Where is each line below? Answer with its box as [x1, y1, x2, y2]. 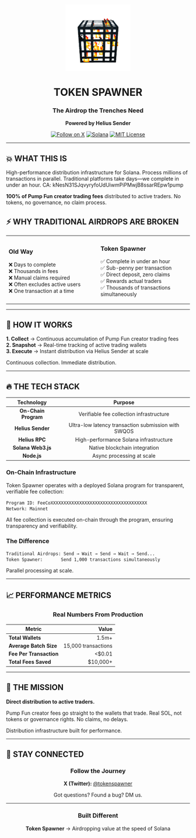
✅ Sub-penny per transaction [100, 264, 172, 271]
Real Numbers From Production [52, 611, 143, 619]
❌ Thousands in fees [8, 267, 58, 274]
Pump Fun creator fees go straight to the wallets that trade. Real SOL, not [6, 709, 182, 716]
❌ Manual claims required [8, 274, 70, 281]
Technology [17, 399, 47, 406]
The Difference [6, 537, 50, 545]
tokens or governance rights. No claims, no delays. [6, 715, 128, 723]
